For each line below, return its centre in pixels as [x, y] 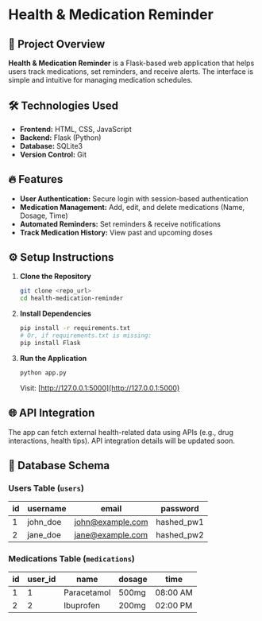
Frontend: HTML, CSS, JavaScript [76, 129]
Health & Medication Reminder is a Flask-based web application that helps [131, 63]
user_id [42, 580]
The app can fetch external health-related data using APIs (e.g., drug [121, 432]
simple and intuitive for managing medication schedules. [100, 80]
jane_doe [44, 535]
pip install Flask [50, 343]
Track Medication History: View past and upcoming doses [116, 232]
